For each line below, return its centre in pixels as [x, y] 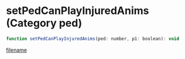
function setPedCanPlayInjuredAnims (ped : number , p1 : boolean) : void [93, 39]
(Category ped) [44, 23]
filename [17, 50]
